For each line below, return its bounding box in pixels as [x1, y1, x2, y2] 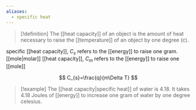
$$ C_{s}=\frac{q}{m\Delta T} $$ [59, 74, 138, 81]
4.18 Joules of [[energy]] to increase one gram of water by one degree [20, 92, 190, 99]
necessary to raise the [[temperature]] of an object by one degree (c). [20, 36, 189, 43]
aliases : [6, 8, 27, 15]
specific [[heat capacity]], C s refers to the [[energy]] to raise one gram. [6, 47, 178, 56]
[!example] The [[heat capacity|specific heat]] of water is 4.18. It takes [20, 85, 190, 92]
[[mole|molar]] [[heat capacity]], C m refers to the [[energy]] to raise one [6, 55, 180, 64]
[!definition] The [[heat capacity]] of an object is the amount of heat [20, 30, 184, 37]
